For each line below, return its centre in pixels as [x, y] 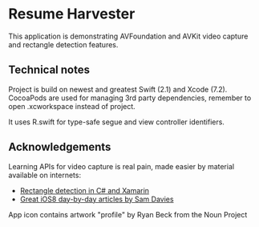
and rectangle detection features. [63, 44]
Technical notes [49, 70]
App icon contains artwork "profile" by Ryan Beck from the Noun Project [128, 214]
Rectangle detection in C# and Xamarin [85, 190]
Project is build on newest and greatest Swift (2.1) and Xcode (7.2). [118, 89]
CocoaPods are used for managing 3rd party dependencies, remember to [130, 98]
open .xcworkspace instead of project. [72, 106]
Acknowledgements [60, 147]
